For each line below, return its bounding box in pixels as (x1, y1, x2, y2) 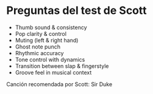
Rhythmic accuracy (15, 49, 64, 56)
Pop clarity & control (15, 30, 67, 37)
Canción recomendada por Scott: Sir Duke (6, 80, 113, 88)
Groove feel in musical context (15, 69, 92, 76)
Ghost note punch (15, 43, 61, 50)
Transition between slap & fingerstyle (15, 62, 109, 70)
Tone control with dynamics (15, 56, 85, 63)
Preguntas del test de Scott (6, 4, 147, 18)
